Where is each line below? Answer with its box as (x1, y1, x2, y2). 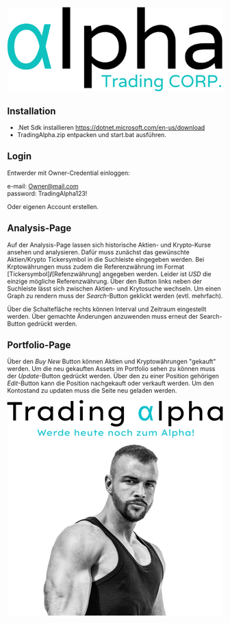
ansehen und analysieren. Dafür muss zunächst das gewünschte (7, 247, 190, 256)
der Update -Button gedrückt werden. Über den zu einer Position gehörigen (7, 372, 219, 380)
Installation (7, 105, 56, 117)
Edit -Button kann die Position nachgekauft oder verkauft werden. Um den (7, 379, 214, 387)
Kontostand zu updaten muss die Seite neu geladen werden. (7, 387, 177, 395)
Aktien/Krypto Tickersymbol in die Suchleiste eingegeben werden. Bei (7, 255, 205, 263)
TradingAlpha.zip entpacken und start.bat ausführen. (16, 131, 166, 139)
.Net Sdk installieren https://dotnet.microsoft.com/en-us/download (16, 123, 205, 132)
